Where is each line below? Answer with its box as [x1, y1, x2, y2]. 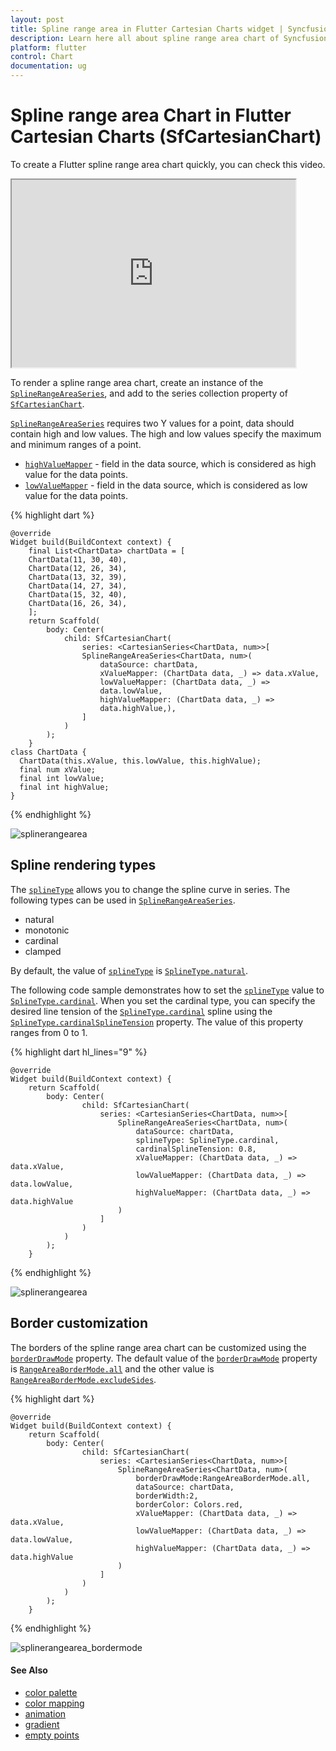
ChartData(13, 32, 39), [28, 572, 128, 582]
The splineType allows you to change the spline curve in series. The [10, 883, 291, 895]
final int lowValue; [19, 773, 105, 783]
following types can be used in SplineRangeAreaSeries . [10, 894, 236, 906]
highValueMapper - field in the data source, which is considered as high [24, 457, 317, 470]
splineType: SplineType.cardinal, [135, 1135, 280, 1145]
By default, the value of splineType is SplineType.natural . [10, 964, 249, 976]
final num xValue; [19, 764, 97, 775]
